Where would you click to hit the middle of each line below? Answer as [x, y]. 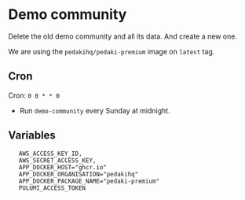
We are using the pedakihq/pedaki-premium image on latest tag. [112, 51]
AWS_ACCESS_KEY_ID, [50, 154]
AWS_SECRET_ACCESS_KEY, [57, 160]
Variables [32, 135]
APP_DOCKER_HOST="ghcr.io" [63, 167]
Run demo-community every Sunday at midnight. [95, 110]
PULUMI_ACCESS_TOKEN [52, 188]
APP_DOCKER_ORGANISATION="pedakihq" [79, 174]
